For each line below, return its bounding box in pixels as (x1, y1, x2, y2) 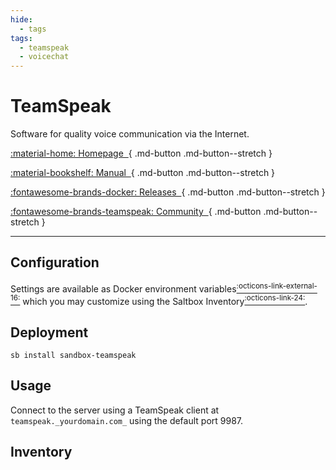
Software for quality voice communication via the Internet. (10, 128, 250, 140)
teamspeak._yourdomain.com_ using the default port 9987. (10, 414, 244, 426)
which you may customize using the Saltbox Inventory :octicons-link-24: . (22, 293, 308, 307)
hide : (10, 14, 33, 25)
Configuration (10, 254, 100, 271)
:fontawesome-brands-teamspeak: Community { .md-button (10, 206, 262, 218)
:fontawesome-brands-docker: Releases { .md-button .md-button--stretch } (10, 186, 326, 198)
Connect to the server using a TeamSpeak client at (10, 404, 220, 416)
